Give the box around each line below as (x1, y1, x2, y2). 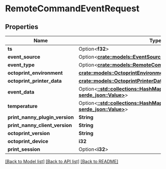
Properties (5, 23, 39, 31)
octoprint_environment (7, 69, 63, 76)
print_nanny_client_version (7, 122, 73, 129)
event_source (7, 54, 41, 60)
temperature (7, 103, 38, 109)
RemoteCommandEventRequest (5, 3, 140, 14)
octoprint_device (7, 138, 48, 144)
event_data (7, 89, 35, 95)
